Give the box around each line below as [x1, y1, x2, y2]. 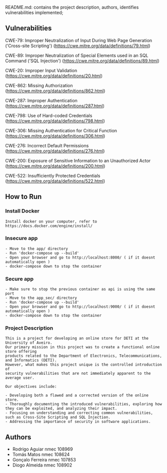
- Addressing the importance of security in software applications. [5, 419, 151, 424]
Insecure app [5, 235, 38, 242]
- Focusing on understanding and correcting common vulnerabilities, [5, 410, 153, 415]
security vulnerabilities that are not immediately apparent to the [5, 371, 151, 376]
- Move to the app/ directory [5, 246, 68, 251]
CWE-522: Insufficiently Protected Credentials [5, 172, 100, 178]
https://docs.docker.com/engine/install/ [5, 223, 93, 228]
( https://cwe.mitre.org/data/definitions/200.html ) [5, 163, 105, 169]
